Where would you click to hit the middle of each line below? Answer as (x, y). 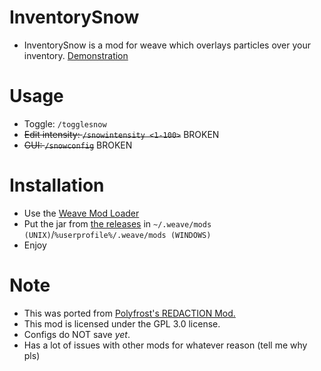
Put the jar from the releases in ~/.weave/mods (117, 223)
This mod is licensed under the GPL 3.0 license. (122, 323)
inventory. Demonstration (76, 55)
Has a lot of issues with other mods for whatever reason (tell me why (165, 345)
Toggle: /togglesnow (65, 123)
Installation (57, 185)
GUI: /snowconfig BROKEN (78, 145)
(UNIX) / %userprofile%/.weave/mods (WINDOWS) (117, 234)
